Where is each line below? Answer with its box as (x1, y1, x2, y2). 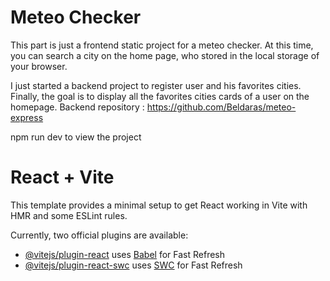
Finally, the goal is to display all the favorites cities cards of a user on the (10, 90, 310, 102)
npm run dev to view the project (10, 131, 142, 143)
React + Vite (10, 166, 115, 189)
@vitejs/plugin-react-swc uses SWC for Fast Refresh (24, 259, 243, 271)
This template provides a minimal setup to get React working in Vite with (10, 199, 308, 211)
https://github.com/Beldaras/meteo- (146, 101, 297, 113)
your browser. (10, 60, 68, 72)
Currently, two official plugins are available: (10, 229, 189, 241)
